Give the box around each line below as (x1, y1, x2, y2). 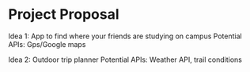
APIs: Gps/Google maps (8, 39, 86, 49)
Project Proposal (8, 5, 120, 23)
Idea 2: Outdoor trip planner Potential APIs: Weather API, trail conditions (8, 55, 243, 64)
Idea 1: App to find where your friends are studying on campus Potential (8, 31, 243, 41)
